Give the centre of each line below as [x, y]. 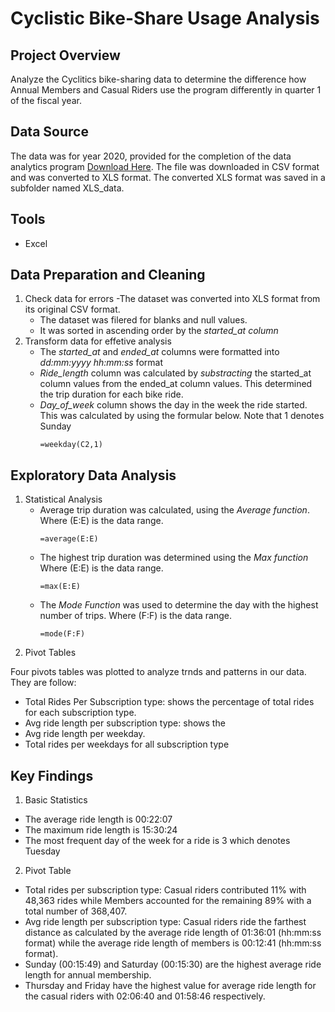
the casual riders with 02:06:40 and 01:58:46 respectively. [145, 996]
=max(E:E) [60, 587]
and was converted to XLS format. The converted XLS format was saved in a [168, 177]
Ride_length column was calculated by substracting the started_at [175, 373]
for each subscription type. [80, 713]
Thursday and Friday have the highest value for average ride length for [170, 986]
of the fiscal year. [46, 100]
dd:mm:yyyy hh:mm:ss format [101, 363]
